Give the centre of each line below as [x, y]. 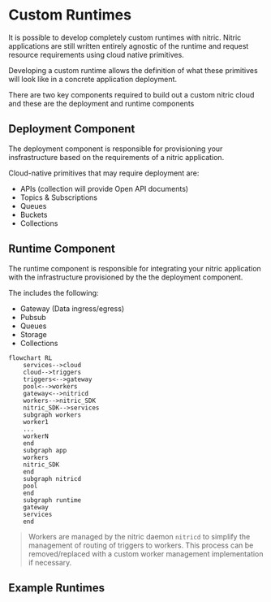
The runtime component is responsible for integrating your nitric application [135, 268]
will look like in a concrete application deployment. [92, 79]
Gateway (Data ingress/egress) [72, 308]
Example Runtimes [57, 588]
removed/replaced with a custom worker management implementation [146, 553]
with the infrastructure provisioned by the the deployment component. [126, 277]
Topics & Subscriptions [58, 197]
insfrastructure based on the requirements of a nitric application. [116, 157]
